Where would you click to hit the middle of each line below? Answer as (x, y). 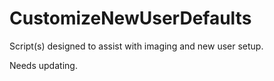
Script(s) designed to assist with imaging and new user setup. (136, 46)
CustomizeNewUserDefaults (130, 18)
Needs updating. (43, 65)
